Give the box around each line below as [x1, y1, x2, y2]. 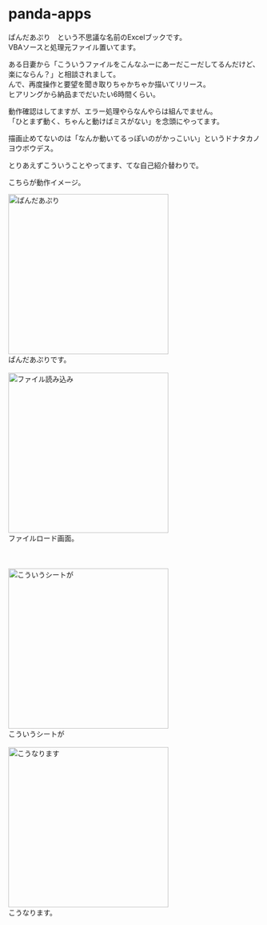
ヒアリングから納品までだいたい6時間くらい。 [8, 89, 160, 99]
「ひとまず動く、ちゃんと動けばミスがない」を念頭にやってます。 [8, 116, 224, 126]
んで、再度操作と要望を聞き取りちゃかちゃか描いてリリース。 [8, 79, 210, 89]
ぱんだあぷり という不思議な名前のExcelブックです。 [8, 32, 186, 42]
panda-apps [8, 5, 92, 23]
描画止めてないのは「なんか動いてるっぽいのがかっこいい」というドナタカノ [8, 133, 261, 143]
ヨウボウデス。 [8, 143, 58, 153]
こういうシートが [8, 729, 65, 738]
